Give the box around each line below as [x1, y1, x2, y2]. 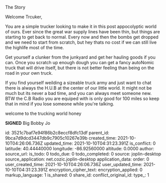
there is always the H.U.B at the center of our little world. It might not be [5, 85, 152, 91]
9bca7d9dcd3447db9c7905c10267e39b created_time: [5, 135, 117, 141]
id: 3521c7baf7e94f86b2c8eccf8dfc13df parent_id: [5, 130, 109, 136]
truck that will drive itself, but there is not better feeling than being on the [5, 65, 155, 71]
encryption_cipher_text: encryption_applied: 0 [49, 167, 143, 173]
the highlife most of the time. [5, 45, 64, 50]
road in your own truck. [5, 70, 53, 76]
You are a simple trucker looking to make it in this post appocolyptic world [5, 23, 157, 29]
